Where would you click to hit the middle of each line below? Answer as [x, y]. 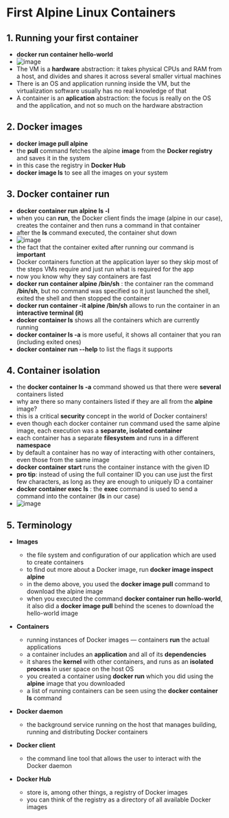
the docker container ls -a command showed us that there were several [119, 387]
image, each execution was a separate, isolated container [99, 431]
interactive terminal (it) [50, 313]
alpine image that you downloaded [76, 684]
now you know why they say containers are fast [84, 276]
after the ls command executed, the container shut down [97, 232]
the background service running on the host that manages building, [122, 725]
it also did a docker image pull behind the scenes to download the [120, 606]
